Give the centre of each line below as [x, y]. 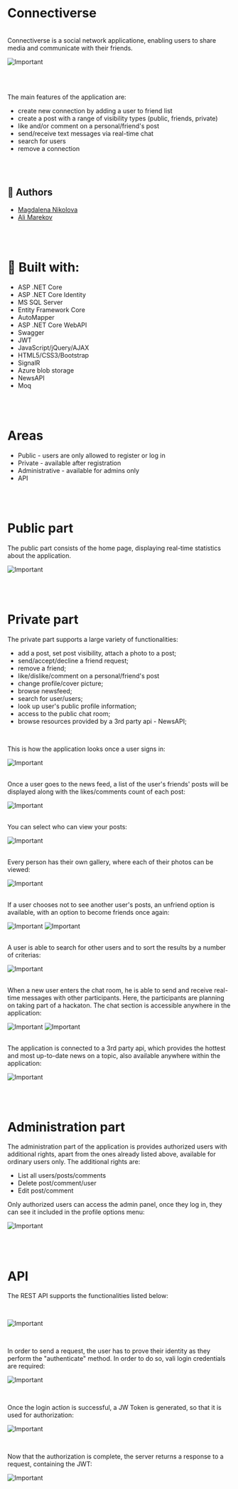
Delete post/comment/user [57, 1183]
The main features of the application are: [67, 97]
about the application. [39, 555]
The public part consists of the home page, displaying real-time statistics [114, 548]
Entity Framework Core [51, 310]
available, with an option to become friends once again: [88, 912]
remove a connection [49, 148]
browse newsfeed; [45, 691]
